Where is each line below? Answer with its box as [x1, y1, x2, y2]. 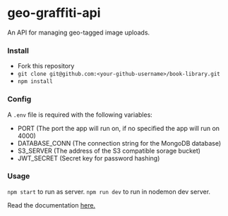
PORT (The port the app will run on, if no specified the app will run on [17, 124, 220, 132]
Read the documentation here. [7, 201, 96, 209]
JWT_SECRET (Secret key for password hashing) [17, 153, 160, 163]
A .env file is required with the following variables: [7, 110, 153, 119]
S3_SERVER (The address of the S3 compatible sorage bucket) [17, 146, 201, 155]
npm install [17, 78, 53, 85]
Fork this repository [17, 62, 75, 70]
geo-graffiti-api [7, 5, 101, 21]
